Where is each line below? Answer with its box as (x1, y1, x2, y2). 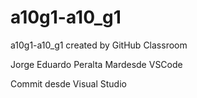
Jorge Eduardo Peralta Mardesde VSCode (10, 58, 183, 70)
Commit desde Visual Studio (10, 77, 127, 90)
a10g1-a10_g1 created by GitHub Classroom (10, 39, 188, 51)
